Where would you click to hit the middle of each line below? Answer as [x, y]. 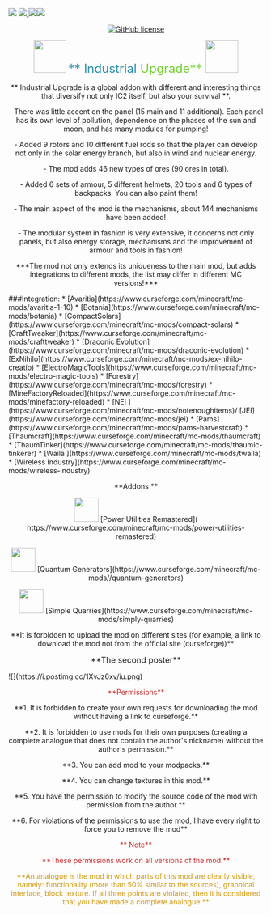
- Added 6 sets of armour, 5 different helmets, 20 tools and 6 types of [136, 184]
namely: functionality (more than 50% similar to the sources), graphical [136, 885]
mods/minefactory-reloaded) [57, 402]
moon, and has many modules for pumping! [136, 129]
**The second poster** [136, 660]
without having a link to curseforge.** [136, 716]
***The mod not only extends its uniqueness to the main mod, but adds [136, 266]
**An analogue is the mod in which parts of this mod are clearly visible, [136, 876]
